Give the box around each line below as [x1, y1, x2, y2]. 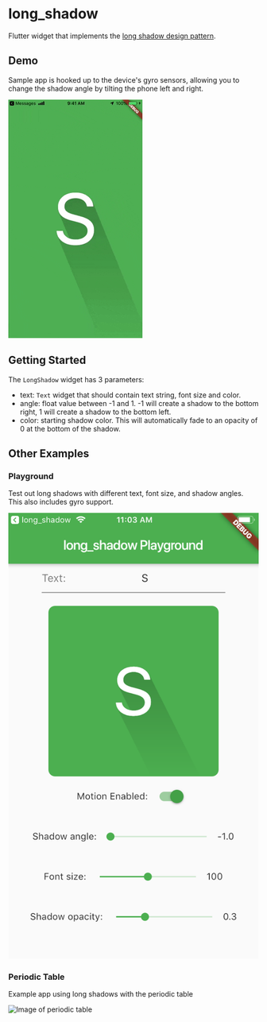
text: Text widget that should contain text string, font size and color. [19, 390, 242, 400]
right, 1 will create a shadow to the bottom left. [19, 407, 172, 416]
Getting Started [8, 354, 87, 367]
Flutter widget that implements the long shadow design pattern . [8, 31, 216, 41]
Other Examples [8, 447, 90, 460]
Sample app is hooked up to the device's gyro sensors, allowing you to [8, 75, 240, 84]
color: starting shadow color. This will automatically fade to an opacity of [19, 415, 258, 425]
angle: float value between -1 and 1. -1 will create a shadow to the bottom [19, 398, 259, 408]
